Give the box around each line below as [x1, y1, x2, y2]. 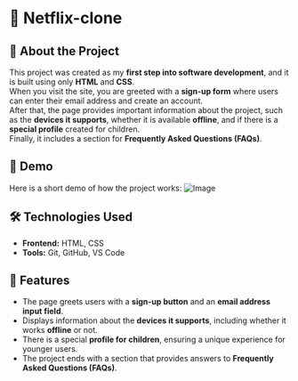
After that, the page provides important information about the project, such [9, 105, 283, 115]
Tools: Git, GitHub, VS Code [21, 247, 125, 257]
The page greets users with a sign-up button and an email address [21, 296, 271, 307]
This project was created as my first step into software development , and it [9, 67, 289, 77]
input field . [21, 306, 64, 317]
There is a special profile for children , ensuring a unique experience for [21, 334, 286, 345]
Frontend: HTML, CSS [21, 238, 105, 248]
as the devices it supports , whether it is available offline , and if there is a [9, 115, 278, 125]
